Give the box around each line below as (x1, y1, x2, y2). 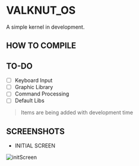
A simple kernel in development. (6, 23, 85, 30)
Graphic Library (14, 84, 53, 91)
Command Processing (14, 90, 69, 97)
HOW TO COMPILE (6, 41, 77, 51)
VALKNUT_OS (6, 4, 76, 17)
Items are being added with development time (20, 109, 134, 116)
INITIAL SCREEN (14, 142, 55, 149)
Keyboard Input (14, 77, 53, 84)
